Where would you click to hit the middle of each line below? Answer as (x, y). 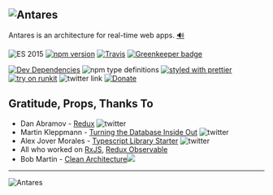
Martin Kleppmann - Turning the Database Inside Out (108, 132)
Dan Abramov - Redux (57, 123)
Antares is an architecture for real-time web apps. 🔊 (97, 35)
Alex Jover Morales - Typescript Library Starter (99, 141)
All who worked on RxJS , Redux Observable (94, 149)
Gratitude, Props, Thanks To (81, 104)
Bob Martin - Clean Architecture (74, 158)
